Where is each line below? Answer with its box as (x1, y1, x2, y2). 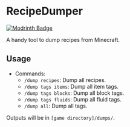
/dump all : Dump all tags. (24, 102, 88, 109)
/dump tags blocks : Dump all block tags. (24, 89, 125, 97)
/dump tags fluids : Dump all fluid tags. (24, 95, 122, 103)
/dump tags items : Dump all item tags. (24, 83, 119, 90)
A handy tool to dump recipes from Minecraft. (6, 36, 120, 43)
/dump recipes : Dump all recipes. (24, 76, 106, 83)
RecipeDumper (6, 4, 83, 18)
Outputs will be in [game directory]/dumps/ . (6, 114, 115, 121)
